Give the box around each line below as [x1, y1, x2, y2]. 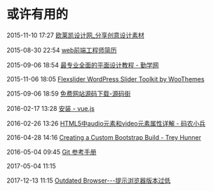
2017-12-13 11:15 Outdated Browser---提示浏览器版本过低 [6, 176, 171, 185]
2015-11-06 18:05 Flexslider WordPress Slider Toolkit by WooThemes [6, 74, 205, 83]
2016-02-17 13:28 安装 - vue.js [6, 104, 95, 112]
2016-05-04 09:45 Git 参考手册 [6, 147, 97, 156]
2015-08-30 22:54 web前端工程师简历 [6, 46, 117, 54]
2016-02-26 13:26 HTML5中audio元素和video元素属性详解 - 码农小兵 [6, 119, 206, 127]
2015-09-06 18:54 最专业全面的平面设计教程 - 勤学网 [6, 60, 159, 69]
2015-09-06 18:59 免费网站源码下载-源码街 [6, 89, 131, 98]
